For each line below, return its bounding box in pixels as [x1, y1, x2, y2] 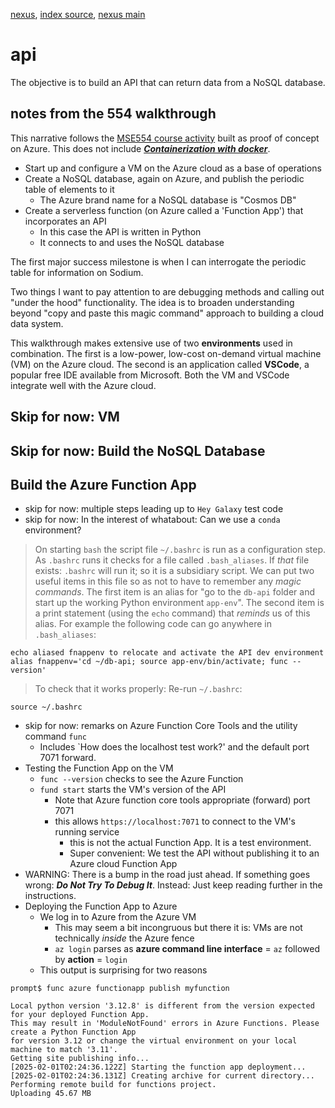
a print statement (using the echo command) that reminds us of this [34, 607, 311, 619]
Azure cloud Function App [69, 858, 178, 870]
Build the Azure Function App [10, 476, 197, 493]
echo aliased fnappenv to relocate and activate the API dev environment [10, 648, 325, 658]
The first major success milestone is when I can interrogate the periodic [10, 255, 307, 268]
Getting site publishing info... [10, 1054, 150, 1064]
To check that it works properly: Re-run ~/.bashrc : [34, 683, 243, 695]
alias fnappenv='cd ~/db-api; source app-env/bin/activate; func [10, 657, 288, 667]
